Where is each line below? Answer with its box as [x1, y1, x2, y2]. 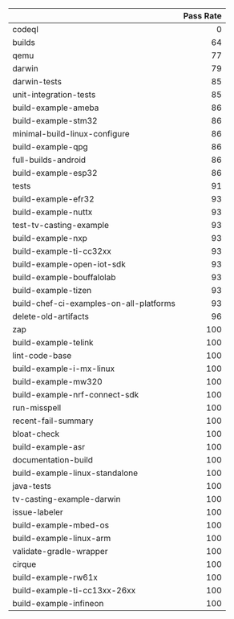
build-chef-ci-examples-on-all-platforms [12, 298, 176, 308]
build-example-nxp [12, 233, 88, 243]
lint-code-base [12, 350, 72, 360]
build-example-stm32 [12, 116, 98, 126]
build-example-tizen [12, 285, 92, 295]
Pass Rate [183, 10, 222, 21]
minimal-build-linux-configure [12, 128, 130, 139]
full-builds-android [12, 154, 87, 165]
